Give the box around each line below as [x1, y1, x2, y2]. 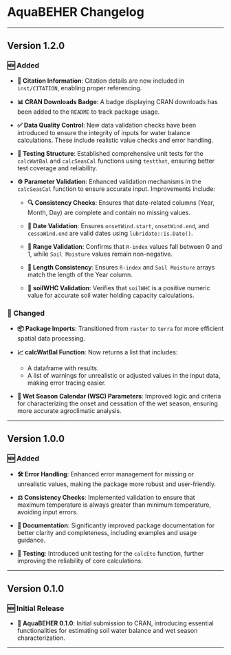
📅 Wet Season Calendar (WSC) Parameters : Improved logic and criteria [16, 392, 221, 400]
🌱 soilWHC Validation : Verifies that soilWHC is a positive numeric [27, 283, 211, 292]
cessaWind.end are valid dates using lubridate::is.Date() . [27, 229, 194, 237]
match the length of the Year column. [27, 270, 133, 279]
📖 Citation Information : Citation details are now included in [16, 77, 184, 85]
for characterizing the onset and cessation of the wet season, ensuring [16, 399, 219, 407]
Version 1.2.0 [7, 40, 65, 52]
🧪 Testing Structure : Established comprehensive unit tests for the [16, 149, 204, 157]
